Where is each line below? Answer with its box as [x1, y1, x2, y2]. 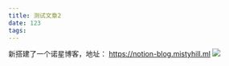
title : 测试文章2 [8, 11, 62, 20]
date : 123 [8, 19, 42, 27]
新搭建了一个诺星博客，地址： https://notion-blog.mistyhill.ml [8, 49, 211, 59]
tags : [8, 26, 27, 34]
